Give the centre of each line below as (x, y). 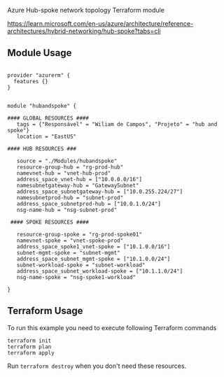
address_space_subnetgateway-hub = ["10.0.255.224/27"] (100, 192)
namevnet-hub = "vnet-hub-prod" (64, 173)
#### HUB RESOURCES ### (42, 149)
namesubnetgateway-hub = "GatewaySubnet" (78, 185)
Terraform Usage (45, 311)
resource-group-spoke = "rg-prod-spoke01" (79, 234)
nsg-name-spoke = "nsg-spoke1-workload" (76, 277)
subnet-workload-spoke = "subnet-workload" (81, 265)
